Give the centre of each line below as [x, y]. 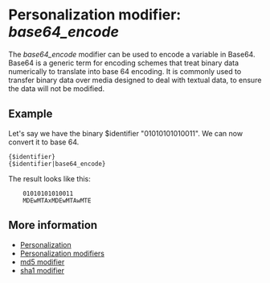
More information [53, 225]
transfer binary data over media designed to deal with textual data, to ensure [135, 80]
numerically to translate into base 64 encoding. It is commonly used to [125, 71]
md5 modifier [42, 262]
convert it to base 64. [44, 142]
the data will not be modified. [57, 88]
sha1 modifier [42, 270]
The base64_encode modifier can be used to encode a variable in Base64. [132, 54]
